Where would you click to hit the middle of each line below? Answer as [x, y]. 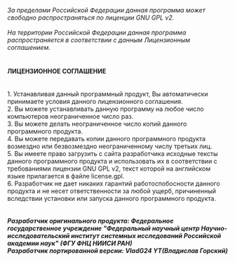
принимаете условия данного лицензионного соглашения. [95, 102]
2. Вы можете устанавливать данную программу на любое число [106, 109]
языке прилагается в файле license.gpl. [66, 176]
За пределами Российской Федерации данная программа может [106, 10]
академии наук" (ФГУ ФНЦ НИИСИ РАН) [70, 243]
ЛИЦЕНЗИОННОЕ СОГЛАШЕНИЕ [57, 71]
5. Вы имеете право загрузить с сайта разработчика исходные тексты [113, 154]
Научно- [214, 228]
